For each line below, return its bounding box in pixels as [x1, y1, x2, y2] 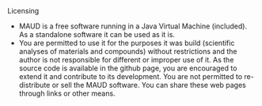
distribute [18, 81, 51, 89]
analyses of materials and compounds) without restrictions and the [18, 47, 237, 56]
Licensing [7, 6, 40, 15]
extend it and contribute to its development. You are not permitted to [18, 72, 243, 81]
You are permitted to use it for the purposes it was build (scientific [18, 38, 235, 47]
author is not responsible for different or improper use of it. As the [18, 55, 234, 64]
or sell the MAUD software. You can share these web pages [51, 81, 247, 89]
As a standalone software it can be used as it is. [18, 30, 176, 39]
